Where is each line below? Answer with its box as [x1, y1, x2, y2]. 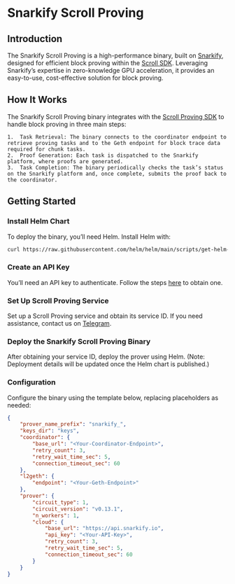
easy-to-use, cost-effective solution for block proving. [7, 74, 164, 82]
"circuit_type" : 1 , [32, 499, 90, 506]
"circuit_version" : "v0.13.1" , [32, 506, 124, 513]
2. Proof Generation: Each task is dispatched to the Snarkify [7, 152, 199, 159]
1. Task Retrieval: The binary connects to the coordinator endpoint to [7, 133, 227, 141]
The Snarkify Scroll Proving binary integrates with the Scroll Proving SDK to [7, 112, 225, 120]
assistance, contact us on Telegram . [7, 319, 112, 327]
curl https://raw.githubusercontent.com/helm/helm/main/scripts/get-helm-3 [7, 246, 233, 253]
